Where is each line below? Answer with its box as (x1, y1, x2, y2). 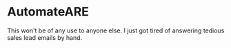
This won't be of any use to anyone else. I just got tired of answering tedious (7, 26, 225, 34)
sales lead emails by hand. (7, 33, 83, 41)
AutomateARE (7, 4, 90, 20)
